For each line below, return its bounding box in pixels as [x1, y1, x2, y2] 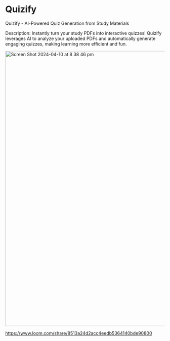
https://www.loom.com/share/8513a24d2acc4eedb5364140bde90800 [5, 330, 152, 336]
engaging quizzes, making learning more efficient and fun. [5, 40, 127, 47]
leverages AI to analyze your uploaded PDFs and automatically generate [5, 35, 156, 41]
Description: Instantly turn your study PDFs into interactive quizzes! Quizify [5, 30, 162, 36]
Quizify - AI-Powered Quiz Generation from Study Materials [5, 20, 130, 26]
